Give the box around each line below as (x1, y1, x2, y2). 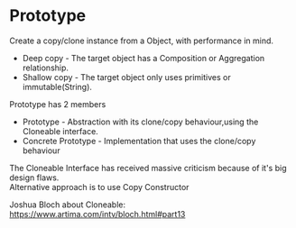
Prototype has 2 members (9, 98, 106, 109)
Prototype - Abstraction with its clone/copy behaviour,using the (22, 116, 259, 127)
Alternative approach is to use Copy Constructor (9, 181, 190, 192)
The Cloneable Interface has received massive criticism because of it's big (9, 162, 287, 173)
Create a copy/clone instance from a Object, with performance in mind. (9, 35, 273, 46)
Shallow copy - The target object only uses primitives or (22, 71, 232, 82)
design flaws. (9, 172, 60, 183)
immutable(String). (22, 81, 93, 92)
